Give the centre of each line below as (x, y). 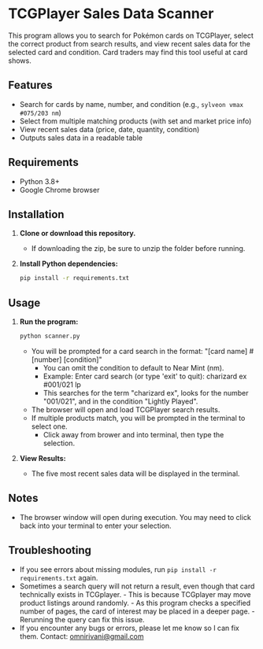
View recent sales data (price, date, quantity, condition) (109, 129)
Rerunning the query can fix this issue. (82, 619)
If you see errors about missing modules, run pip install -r (118, 569)
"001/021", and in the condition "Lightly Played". (120, 401)
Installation (36, 214)
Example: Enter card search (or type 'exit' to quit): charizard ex (145, 376)
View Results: (43, 458)
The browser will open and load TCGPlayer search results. (126, 409)
